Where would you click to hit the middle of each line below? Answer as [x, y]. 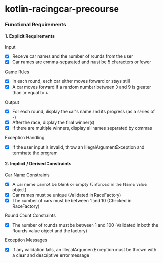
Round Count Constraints [31, 216]
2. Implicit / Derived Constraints [38, 164]
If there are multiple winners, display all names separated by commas [82, 128]
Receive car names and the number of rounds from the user [72, 56]
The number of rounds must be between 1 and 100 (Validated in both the [85, 225]
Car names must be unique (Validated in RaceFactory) [67, 195]
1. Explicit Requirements [30, 36]
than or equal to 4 [30, 92]
